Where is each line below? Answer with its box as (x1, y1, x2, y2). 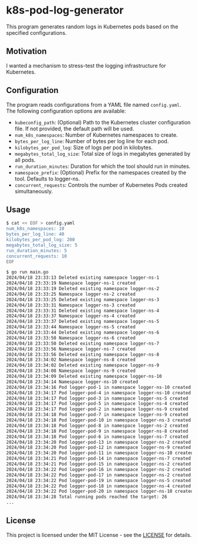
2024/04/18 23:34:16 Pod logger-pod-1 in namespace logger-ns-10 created (6, 384, 192, 390)
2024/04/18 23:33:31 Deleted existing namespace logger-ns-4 (6, 308, 160, 314)
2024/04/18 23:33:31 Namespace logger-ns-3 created (6, 302, 136, 308)
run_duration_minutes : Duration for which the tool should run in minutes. (14, 163, 191, 170)
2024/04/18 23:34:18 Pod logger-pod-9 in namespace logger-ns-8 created (6, 428, 189, 434)
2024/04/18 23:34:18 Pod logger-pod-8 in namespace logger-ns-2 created (6, 423, 189, 428)
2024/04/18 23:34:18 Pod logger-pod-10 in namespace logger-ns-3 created (6, 417, 192, 423)
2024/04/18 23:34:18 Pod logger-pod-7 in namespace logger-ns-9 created (6, 412, 189, 418)
